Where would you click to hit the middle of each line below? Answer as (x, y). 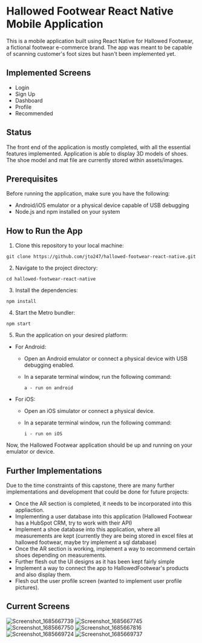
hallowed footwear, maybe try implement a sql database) (86, 542)
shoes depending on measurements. (61, 555)
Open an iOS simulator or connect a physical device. (90, 411)
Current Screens (38, 606)
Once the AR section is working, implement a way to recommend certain (105, 549)
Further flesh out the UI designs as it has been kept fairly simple (95, 562)
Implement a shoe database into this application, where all (87, 529)
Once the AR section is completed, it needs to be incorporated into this (103, 503)
